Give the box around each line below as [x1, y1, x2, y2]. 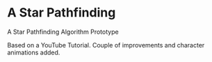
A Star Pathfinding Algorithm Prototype [7, 28, 120, 36]
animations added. [7, 48, 60, 56]
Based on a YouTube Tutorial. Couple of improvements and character [7, 41, 205, 49]
